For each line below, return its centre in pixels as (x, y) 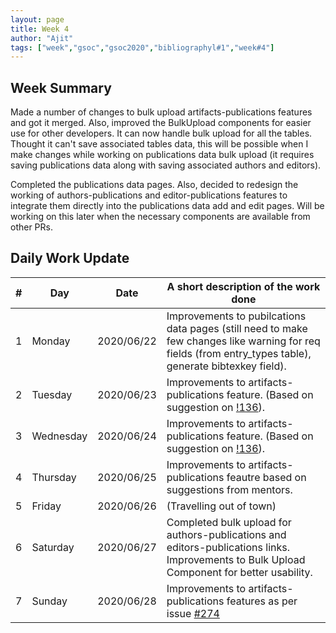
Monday (51, 341)
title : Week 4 (40, 29)
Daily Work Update (70, 258)
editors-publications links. (228, 547)
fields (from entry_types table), (239, 353)
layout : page (37, 19)
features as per (262, 601)
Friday (46, 506)
